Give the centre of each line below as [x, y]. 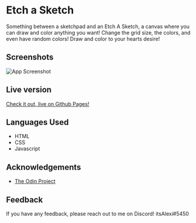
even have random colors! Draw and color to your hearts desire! [83, 39]
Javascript [27, 149]
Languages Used [37, 122]
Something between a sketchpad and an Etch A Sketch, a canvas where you [98, 26]
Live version [29, 90]
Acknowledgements [44, 167]
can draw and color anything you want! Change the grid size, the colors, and [98, 32]
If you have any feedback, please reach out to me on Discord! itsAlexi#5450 [97, 214]
